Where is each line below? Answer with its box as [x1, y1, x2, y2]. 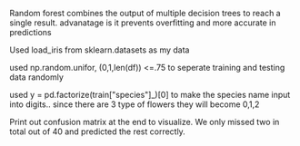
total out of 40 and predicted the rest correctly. [9, 126, 186, 137]
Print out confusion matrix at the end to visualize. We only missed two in [9, 117, 280, 127]
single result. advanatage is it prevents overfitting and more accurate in [9, 17, 276, 28]
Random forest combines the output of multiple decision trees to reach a [9, 8, 281, 18]
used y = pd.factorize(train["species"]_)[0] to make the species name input [9, 90, 291, 100]
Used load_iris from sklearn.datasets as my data [9, 44, 190, 55]
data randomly [9, 72, 64, 83]
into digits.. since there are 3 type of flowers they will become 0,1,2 [9, 99, 260, 110]
